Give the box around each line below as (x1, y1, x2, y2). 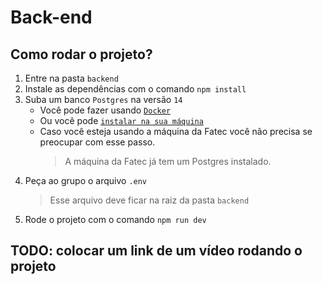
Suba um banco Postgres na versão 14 (24, 94, 183, 105)
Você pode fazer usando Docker (39, 104, 172, 116)
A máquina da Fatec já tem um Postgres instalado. (64, 156, 272, 167)
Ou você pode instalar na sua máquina (39, 115, 204, 126)
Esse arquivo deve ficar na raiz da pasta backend (49, 194, 250, 206)
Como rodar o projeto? (10, 46, 153, 63)
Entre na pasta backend (24, 72, 119, 84)
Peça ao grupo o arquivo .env (24, 175, 148, 186)
